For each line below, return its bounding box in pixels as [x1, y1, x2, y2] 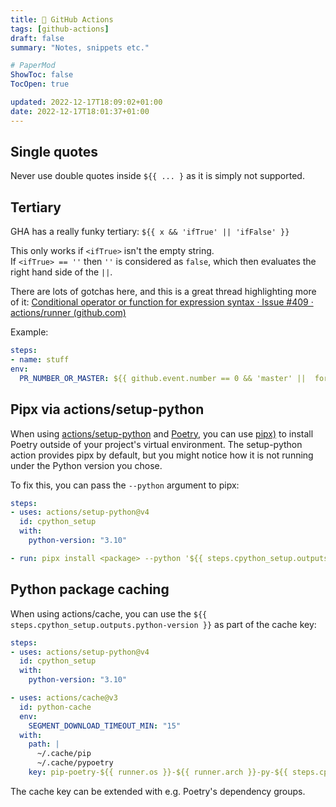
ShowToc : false [10, 70, 74, 80]
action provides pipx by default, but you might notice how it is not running [10, 449, 314, 461]
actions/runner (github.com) [10, 307, 127, 319]
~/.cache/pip [36, 749, 92, 759]
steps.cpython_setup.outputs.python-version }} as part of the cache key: [10, 618, 317, 630]
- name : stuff [10, 355, 70, 365]
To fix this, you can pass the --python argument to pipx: [10, 479, 240, 491]
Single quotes [10, 144, 98, 161]
